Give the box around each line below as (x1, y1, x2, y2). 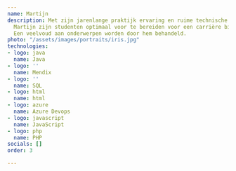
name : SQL (13, 82, 42, 89)
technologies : (7, 43, 49, 50)
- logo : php (7, 128, 42, 135)
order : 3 (7, 147, 33, 154)
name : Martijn (7, 10, 49, 18)
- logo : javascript (7, 114, 65, 121)
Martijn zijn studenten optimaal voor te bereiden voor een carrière (13, 23, 221, 30)
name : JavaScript (13, 121, 65, 128)
